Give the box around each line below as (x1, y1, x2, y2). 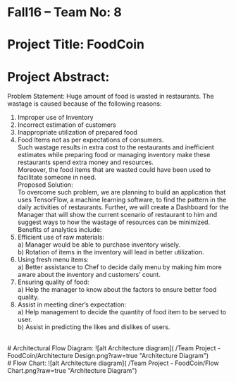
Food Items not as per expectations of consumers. (17, 135, 164, 144)
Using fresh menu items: (17, 255, 89, 264)
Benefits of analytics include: (17, 226, 102, 234)
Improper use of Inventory (17, 113, 94, 122)
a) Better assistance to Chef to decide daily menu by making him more (17, 263, 222, 271)
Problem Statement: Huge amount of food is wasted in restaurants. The (7, 92, 214, 101)
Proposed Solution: (17, 180, 73, 189)
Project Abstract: (7, 68, 110, 85)
